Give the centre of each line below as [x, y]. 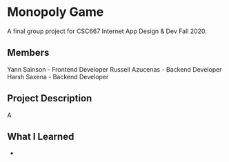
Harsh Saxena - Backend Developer [58, 77]
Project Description [50, 98]
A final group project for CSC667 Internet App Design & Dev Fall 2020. [107, 31]
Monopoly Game [56, 12]
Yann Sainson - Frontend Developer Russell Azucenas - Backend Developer [114, 69]
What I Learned [41, 136]
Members [28, 53]
